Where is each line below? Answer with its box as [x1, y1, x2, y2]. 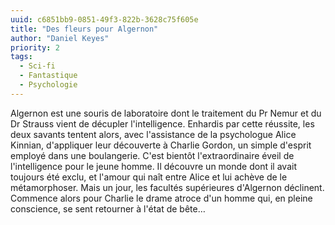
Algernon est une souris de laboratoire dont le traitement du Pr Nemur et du [10, 107, 322, 119]
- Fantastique [19, 71, 78, 81]
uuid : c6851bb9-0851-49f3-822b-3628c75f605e [10, 14, 199, 25]
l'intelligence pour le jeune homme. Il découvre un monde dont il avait [10, 160, 297, 172]
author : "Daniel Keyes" [10, 33, 110, 43]
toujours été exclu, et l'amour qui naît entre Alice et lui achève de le [10, 171, 288, 183]
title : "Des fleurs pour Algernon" [10, 24, 159, 34]
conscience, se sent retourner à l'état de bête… [10, 202, 206, 215]
